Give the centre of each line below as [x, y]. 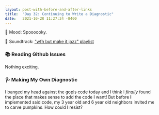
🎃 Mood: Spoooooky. [26, 32]
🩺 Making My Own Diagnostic [41, 79]
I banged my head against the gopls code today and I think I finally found [78, 92]
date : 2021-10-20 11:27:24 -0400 [41, 18]
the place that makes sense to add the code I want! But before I [68, 97]
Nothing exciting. [22, 67]
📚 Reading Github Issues [35, 55]
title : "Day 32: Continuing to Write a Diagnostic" [59, 14]
